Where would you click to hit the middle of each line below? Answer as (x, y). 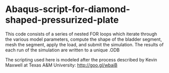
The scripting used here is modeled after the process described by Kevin (81, 59)
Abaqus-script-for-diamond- (68, 9)
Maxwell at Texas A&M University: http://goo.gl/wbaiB (61, 65)
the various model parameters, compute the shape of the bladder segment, (83, 39)
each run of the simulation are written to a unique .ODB (62, 50)
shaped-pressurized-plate (62, 20)
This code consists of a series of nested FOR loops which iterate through (81, 34)
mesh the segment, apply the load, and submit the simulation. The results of (85, 44)
